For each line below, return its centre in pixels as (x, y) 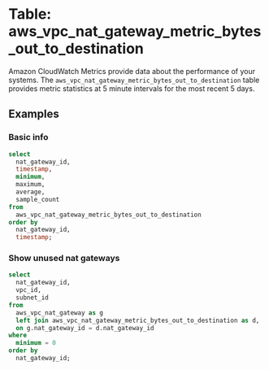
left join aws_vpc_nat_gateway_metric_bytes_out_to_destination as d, (138, 320)
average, (30, 192)
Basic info (28, 137)
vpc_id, (29, 290)
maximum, (30, 185)
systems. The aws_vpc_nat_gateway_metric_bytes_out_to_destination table (134, 80)
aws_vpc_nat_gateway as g (60, 313)
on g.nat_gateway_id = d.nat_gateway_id (85, 328)
